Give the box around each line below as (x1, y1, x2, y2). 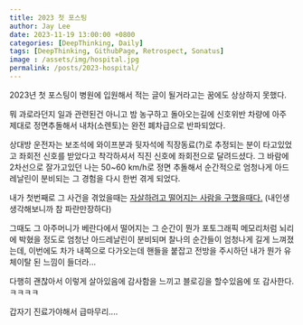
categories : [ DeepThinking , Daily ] (9, 38, 144, 48)
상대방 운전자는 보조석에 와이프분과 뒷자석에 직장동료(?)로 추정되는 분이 (9, 139, 261, 150)
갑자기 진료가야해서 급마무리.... (9, 306, 118, 317)
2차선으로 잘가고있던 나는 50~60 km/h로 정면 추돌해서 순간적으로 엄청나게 (9, 162, 273, 172)
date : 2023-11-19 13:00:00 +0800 (9, 30, 136, 39)
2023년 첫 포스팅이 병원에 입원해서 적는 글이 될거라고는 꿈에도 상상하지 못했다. (9, 89, 288, 100)
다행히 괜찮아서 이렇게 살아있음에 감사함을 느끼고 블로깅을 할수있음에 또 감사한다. (9, 275, 295, 286)
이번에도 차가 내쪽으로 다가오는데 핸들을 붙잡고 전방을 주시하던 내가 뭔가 (28, 245, 282, 255)
